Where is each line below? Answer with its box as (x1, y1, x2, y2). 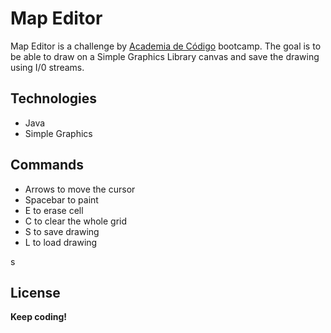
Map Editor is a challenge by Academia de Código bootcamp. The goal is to (10, 40, 322, 52)
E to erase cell (24, 204, 84, 216)
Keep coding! (10, 311, 68, 323)
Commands (10, 157, 85, 174)
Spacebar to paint (24, 193, 99, 206)
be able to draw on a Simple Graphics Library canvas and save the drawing (10, 50, 320, 62)
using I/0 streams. (10, 61, 85, 73)
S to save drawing (24, 225, 100, 237)
